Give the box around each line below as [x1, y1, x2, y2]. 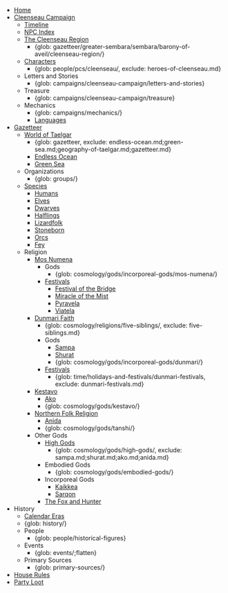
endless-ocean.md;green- [108, 138, 184, 146]
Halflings [34, 211, 60, 220]
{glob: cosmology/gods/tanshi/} [44, 424, 135, 432]
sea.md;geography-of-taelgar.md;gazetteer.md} [34, 145, 171, 153]
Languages [34, 116, 67, 124]
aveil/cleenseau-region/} [34, 50, 105, 58]
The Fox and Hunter [44, 497, 102, 505]
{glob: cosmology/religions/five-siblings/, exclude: [44, 321, 188, 329]
